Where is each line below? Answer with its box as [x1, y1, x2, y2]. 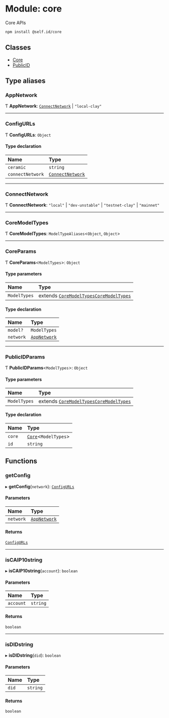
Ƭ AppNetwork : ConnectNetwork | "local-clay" [5, 103, 102, 109]
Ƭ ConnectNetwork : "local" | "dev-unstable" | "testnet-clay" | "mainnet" [5, 202, 160, 208]
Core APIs [5, 20, 26, 26]
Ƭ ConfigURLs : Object [5, 132, 51, 138]
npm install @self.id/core [5, 29, 62, 34]
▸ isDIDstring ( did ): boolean [5, 652, 61, 658]
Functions [5, 457, 38, 466]
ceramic [8, 164, 26, 170]
